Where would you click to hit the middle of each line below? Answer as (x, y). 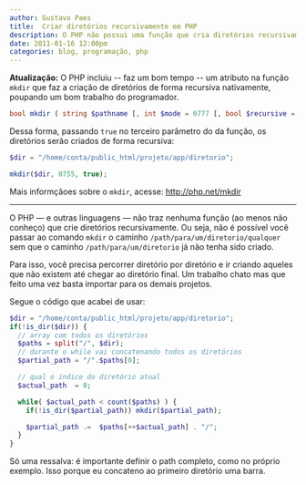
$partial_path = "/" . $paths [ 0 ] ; (79, 361)
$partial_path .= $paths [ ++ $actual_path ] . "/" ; (122, 427)
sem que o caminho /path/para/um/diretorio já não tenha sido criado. (142, 246)
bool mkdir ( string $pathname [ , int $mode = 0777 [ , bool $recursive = (153, 114)
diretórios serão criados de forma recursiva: (92, 141)
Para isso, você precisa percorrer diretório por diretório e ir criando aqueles (151, 264)
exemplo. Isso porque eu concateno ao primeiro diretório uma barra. (138, 471)
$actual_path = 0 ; (55, 385)
